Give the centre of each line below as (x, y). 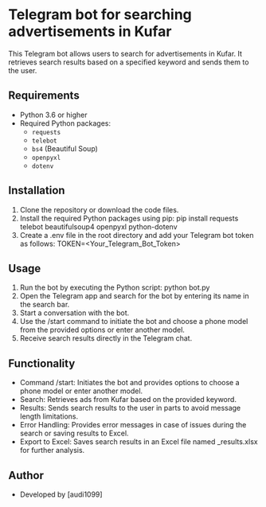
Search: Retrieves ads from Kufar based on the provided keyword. (128, 400)
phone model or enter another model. (81, 391)
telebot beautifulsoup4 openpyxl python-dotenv (98, 226)
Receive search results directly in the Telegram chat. (106, 338)
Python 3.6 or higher (53, 115)
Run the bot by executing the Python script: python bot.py (115, 287)
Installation (37, 191)
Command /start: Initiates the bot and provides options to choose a (130, 383)
